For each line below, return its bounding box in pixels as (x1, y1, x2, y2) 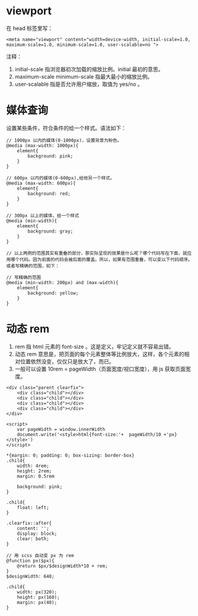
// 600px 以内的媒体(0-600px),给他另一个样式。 (6, 175, 115, 181)
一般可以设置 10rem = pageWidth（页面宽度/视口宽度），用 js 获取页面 (14, 365, 186, 372)
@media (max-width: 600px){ (6, 180, 76, 186)
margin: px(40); (17, 599, 58, 605)
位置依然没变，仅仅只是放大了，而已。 (20, 357, 115, 365)
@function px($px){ (6, 558, 55, 564)
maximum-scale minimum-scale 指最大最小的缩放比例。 (14, 73, 153, 80)
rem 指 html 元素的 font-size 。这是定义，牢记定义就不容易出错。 (14, 343, 175, 350)
